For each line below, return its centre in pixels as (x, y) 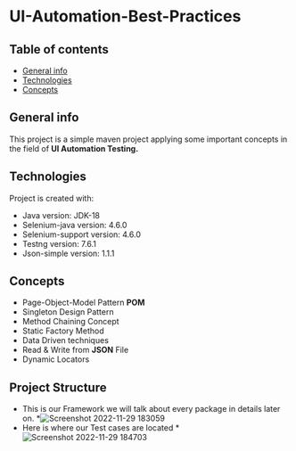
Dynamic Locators (56, 359)
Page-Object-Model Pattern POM (83, 303)
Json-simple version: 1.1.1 (68, 253)
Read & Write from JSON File (75, 350)
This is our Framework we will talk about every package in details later (151, 409)
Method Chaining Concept (70, 322)
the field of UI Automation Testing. (74, 148)
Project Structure (58, 387)
